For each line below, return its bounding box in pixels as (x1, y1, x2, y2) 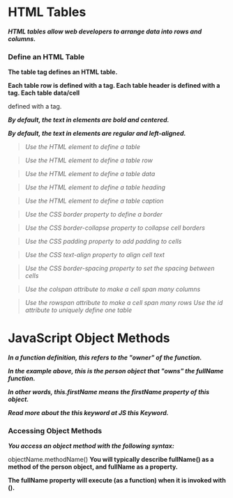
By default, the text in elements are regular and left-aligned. (8, 130, 186, 138)
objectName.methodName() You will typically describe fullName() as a (8, 456, 214, 464)
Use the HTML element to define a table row (24, 156, 153, 164)
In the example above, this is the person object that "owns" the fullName (8, 367, 224, 375)
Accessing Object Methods (8, 426, 103, 436)
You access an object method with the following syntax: (8, 442, 175, 450)
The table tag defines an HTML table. (8, 68, 118, 77)
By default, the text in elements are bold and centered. (8, 116, 170, 124)
